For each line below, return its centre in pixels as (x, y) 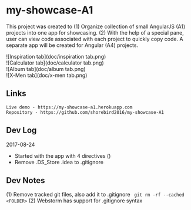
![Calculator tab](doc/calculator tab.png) (55, 63)
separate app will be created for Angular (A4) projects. (72, 45)
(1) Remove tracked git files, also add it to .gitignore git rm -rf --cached (95, 195)
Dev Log (21, 131)
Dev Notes (26, 180)
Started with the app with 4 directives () (63, 155)
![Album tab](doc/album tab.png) (46, 69)
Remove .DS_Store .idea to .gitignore (59, 162)
